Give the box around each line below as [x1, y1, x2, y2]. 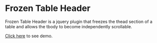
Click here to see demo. [5, 33, 53, 39]
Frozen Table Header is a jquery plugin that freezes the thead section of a [5, 19, 153, 24]
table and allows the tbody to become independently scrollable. [5, 23, 132, 29]
